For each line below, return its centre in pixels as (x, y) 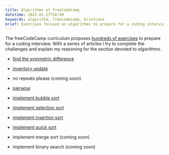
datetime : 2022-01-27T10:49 (35, 15)
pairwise (21, 88)
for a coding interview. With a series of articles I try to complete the (75, 44)
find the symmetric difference (43, 59)
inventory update (30, 69)
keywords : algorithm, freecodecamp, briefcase (55, 19)
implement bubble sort (36, 98)
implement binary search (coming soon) (54, 147)
